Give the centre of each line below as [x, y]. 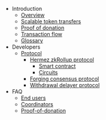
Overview [33, 15]
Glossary [32, 40]
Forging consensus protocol [64, 79]
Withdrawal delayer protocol [65, 85]
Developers [26, 47]
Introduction [27, 9]
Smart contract [57, 66]
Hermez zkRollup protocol [62, 60]
